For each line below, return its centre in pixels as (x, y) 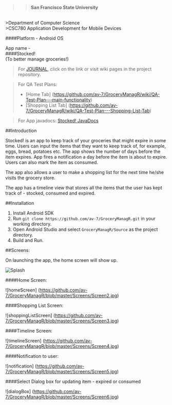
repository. (29, 74)
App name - (18, 48)
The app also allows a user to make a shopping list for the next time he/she (85, 172)
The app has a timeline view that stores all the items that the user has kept (84, 188)
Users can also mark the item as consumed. (52, 162)
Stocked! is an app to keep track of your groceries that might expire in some (86, 140)
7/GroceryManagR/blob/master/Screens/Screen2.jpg (61, 295)
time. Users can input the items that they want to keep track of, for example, (85, 146)
